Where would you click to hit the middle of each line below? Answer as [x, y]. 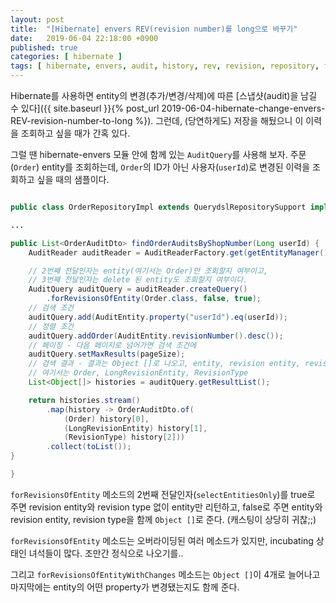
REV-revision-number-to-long [71, 120]
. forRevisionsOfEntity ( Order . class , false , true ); [154, 299]
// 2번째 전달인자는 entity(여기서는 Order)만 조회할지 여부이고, [148, 271]
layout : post [37, 19]
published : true [44, 47]
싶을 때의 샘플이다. [73, 179]
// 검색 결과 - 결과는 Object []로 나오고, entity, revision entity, [164, 364]
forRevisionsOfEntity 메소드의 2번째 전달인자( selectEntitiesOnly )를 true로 [163, 494]
